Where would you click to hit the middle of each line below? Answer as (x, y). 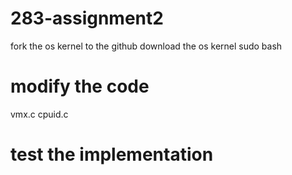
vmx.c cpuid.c (39, 114)
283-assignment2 (87, 18)
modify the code (80, 86)
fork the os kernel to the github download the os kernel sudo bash (146, 46)
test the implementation (112, 154)
